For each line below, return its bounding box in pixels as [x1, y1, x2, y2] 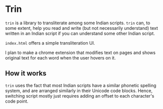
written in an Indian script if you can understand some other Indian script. [5, 30, 155, 36]
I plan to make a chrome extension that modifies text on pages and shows [5, 50, 156, 55]
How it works [5, 69, 47, 78]
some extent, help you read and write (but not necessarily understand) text [5, 25, 159, 31]
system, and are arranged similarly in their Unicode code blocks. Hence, [5, 88, 153, 94]
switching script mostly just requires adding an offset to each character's [5, 93, 155, 99]
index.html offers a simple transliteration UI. [5, 40, 95, 46]
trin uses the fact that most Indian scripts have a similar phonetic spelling [5, 82, 157, 88]
